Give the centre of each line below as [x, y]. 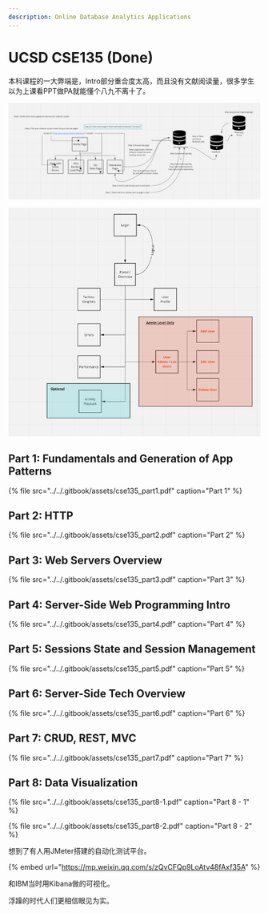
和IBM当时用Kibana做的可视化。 [61, 884]
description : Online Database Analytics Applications [100, 17]
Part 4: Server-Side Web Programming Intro [119, 605]
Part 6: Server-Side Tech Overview [97, 694]
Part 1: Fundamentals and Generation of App [121, 459]
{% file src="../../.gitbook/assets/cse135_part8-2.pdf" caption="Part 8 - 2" [130, 826]
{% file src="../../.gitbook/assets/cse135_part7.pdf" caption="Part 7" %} [126, 757]
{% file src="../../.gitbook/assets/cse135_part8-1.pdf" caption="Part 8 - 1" [129, 802]
